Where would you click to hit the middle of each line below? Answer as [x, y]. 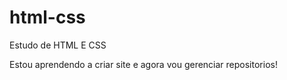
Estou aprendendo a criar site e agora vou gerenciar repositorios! [143, 64]
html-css [47, 17]
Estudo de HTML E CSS [58, 45]
